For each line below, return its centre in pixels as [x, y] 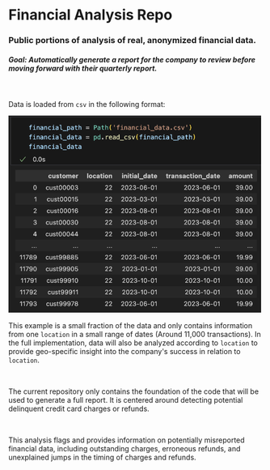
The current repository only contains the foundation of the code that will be [134, 391]
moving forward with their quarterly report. [83, 68]
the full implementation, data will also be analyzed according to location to [133, 343]
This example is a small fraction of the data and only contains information [131, 326]
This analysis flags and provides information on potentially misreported [127, 440]
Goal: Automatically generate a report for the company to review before [132, 59]
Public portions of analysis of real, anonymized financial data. [132, 41]
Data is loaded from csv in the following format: [87, 105]
